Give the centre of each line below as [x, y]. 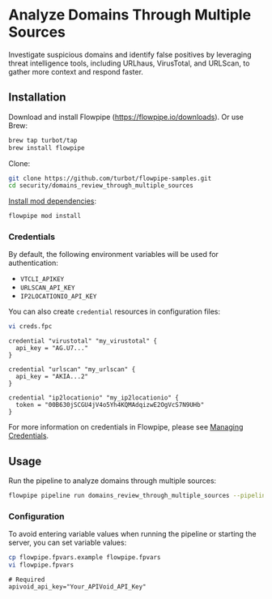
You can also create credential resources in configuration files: [115, 312]
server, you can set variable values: [68, 543]
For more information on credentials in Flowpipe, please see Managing [126, 427]
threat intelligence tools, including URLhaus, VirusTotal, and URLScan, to [129, 63]
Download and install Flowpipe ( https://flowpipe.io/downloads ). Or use [126, 117]
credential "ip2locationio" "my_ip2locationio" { [94, 398]
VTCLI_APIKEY [42, 280]
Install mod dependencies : [53, 201]
